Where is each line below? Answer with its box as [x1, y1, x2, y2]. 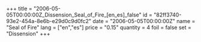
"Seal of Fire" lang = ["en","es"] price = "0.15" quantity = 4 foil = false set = [6, 24, 192, 31]
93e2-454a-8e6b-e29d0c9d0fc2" [6, 18, 92, 24]
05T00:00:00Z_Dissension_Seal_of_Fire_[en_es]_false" [6, 11, 142, 18]
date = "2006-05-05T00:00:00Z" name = [92, 18, 196, 24]
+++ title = [6, 5, 33, 12]
